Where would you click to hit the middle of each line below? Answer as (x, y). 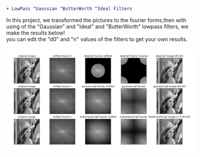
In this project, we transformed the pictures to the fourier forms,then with (96, 20)
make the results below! (36, 33)
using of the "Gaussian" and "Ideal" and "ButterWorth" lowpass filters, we (97, 26)
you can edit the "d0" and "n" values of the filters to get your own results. (97, 39)
